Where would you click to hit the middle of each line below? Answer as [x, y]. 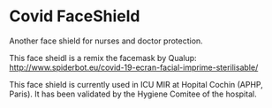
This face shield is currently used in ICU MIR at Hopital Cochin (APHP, [136, 84]
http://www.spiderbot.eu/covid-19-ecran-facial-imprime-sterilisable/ [134, 67]
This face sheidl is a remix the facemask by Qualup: [103, 58]
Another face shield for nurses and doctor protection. [106, 41]
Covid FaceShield [75, 16]
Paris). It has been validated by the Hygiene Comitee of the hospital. [133, 94]
